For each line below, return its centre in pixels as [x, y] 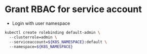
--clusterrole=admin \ [33, 37]
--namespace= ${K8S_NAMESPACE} [41, 46]
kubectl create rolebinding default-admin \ [52, 32]
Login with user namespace [41, 23]
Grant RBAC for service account [73, 9]
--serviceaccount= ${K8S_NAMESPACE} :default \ [58, 42]
